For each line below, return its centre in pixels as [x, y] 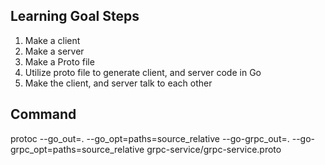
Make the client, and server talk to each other [118, 83]
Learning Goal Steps [75, 16]
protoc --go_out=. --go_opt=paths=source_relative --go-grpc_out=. [150, 138]
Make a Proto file [59, 61]
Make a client [52, 40]
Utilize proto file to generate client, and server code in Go [143, 72]
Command [43, 114]
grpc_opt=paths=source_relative [77, 149]
